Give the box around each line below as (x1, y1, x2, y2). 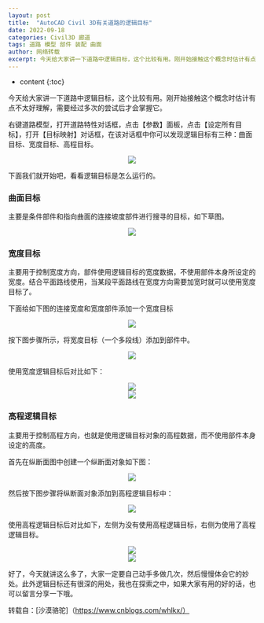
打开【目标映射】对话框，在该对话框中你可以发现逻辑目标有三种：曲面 (24, 129, 253, 138)
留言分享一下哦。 (21, 588, 77, 598)
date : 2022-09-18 (8, 26, 65, 34)
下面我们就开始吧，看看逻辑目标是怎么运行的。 (8, 171, 159, 180)
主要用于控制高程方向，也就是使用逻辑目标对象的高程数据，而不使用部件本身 (8, 430, 256, 440)
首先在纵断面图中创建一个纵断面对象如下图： (8, 457, 153, 466)
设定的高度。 (8, 440, 49, 449)
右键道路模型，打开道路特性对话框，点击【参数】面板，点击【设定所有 (8, 120, 236, 129)
